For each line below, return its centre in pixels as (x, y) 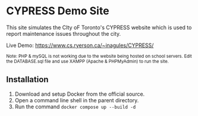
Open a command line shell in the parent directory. (77, 100)
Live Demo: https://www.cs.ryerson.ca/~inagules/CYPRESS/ (80, 45)
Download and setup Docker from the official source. (80, 94)
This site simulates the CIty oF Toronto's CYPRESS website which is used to (99, 27)
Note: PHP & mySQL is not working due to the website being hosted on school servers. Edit (99, 56)
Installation (27, 79)
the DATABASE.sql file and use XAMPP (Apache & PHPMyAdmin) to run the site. (88, 61)
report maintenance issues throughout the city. (64, 33)
